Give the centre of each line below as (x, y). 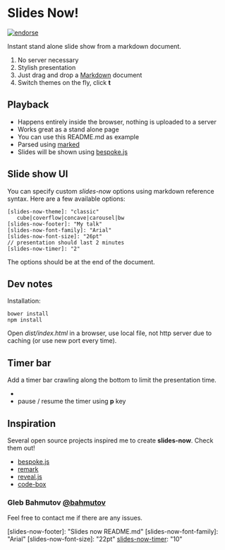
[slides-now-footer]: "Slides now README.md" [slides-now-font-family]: (113, 532)
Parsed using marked (48, 144)
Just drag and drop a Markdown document (80, 75)
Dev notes (30, 284)
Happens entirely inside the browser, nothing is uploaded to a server (117, 122)
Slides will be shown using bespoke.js (73, 152)
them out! (21, 448)
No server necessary (48, 60)
